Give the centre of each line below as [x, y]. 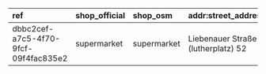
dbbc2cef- [33, 29]
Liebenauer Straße [222, 39]
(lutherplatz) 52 [217, 48]
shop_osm [152, 15]
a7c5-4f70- [36, 39]
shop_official [100, 15]
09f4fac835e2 [40, 58]
